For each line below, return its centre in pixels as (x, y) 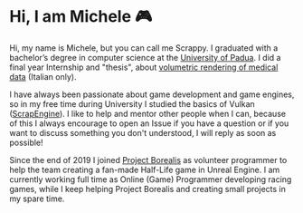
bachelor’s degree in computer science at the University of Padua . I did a (145, 57)
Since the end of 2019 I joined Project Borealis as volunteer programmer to (148, 160)
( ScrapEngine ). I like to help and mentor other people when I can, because (148, 113)
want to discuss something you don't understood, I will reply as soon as (143, 132)
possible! (26, 142)
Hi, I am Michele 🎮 (81, 17)
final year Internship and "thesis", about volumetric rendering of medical (144, 67)
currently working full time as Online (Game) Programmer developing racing (151, 179)
